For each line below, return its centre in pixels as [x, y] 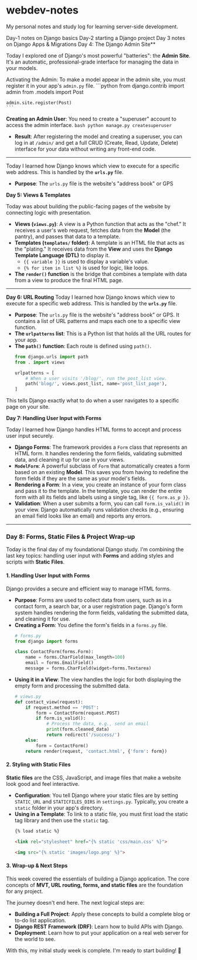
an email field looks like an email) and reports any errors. [83, 516]
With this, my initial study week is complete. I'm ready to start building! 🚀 [94, 950]
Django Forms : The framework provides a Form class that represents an [101, 447]
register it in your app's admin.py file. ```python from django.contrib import [95, 85]
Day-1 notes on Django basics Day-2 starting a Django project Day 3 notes [96, 38]
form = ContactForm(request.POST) [78, 713]
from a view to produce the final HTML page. [69, 280]
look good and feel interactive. [43, 784]
